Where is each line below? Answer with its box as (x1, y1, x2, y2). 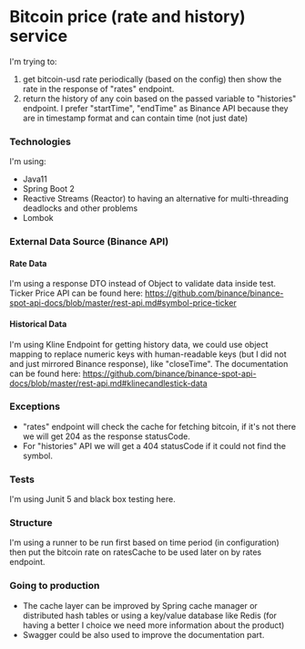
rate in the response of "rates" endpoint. (22, 83, 175, 94)
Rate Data (9, 257, 47, 268)
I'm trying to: (9, 56, 57, 67)
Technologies (9, 135, 71, 148)
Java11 (22, 173, 47, 184)
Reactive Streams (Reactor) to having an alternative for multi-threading (22, 194, 289, 204)
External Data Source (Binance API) (9, 236, 169, 248)
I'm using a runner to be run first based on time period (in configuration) (9, 537, 280, 549)
